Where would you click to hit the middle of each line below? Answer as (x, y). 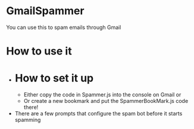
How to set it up (54, 78)
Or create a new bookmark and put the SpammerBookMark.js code (106, 101)
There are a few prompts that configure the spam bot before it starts (98, 114)
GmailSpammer (45, 11)
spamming (28, 120)
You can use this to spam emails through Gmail (64, 27)
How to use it (39, 51)
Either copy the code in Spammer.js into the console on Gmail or (102, 95)
